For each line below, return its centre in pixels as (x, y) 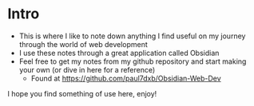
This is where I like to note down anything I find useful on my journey (132, 36)
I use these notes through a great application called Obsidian (119, 53)
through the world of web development (83, 44)
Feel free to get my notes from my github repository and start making (133, 61)
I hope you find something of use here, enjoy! (82, 93)
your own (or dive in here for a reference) (87, 69)
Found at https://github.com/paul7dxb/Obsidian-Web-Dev (126, 78)
